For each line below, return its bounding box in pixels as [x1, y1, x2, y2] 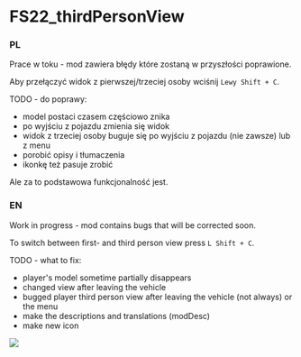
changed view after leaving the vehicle [22, 281, 167, 292]
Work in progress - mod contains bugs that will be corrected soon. [9, 219, 257, 231]
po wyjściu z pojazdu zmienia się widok [22, 121, 169, 132]
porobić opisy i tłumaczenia [22, 150, 125, 160]
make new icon [22, 320, 79, 331]
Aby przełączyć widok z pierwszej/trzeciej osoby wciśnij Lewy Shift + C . [9, 77, 280, 87]
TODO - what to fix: [9, 254, 82, 265]
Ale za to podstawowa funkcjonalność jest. [9, 177, 169, 188]
